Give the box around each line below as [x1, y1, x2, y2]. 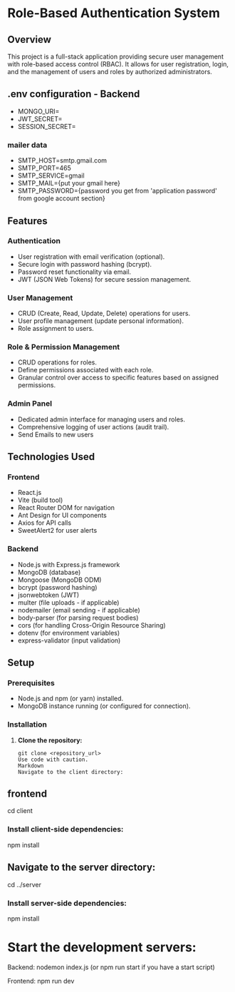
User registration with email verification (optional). [17, 252, 165, 261]
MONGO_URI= [17, 107, 60, 116]
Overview [7, 34, 52, 46]
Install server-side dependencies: [7, 898, 127, 908]
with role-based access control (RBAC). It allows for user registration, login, [7, 60, 229, 68]
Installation [7, 720, 48, 730]
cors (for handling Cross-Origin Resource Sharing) [17, 620, 166, 629]
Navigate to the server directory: [7, 861, 156, 874]
